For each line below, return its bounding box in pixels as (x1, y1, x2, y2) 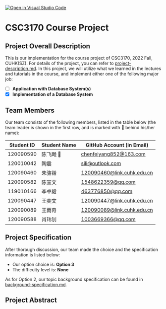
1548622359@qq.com (81, 178, 136, 185)
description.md (5, 66, 36, 72)
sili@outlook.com (81, 159, 121, 166)
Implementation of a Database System (12, 91, 93, 97)
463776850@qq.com (81, 188, 133, 195)
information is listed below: (5, 251, 60, 258)
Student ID (9, 142, 35, 149)
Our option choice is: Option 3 (12, 261, 74, 267)
